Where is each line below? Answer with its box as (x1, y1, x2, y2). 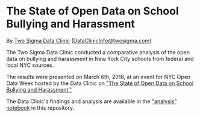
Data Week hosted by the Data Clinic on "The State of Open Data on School (6, 80, 194, 87)
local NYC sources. (6, 62, 54, 69)
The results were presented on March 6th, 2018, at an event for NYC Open (6, 73, 191, 80)
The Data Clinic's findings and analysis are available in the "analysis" (6, 98, 178, 105)
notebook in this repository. (6, 104, 75, 111)
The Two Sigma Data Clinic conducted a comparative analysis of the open (6, 48, 190, 55)
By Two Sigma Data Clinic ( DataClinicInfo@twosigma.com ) (6, 37, 152, 44)
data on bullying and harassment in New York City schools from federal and (6, 55, 194, 62)
